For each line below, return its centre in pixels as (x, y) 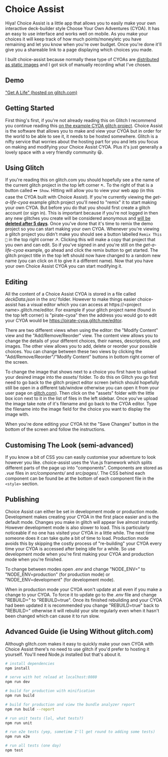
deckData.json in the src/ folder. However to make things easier (71, 299)
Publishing (22, 500)
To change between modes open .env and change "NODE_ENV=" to (75, 569)
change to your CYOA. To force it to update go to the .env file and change (81, 594)
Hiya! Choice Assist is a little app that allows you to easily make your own (80, 23)
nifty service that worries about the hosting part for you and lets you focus (82, 142)
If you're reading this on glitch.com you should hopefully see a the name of (82, 180)
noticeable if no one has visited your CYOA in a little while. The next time (80, 533)
